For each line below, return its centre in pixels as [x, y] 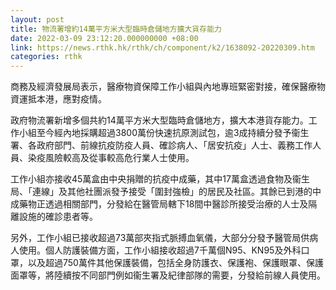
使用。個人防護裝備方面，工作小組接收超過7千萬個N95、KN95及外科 [160, 250]
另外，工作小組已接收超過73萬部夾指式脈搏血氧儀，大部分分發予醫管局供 [160, 238]
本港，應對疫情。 [71, 99]
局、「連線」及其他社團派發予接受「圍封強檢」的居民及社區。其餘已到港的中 [166, 192]
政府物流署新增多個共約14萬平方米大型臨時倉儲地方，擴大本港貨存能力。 [159, 120]
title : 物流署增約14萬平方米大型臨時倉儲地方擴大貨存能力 [116, 29]
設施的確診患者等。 [58, 217]
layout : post [37, 19]
